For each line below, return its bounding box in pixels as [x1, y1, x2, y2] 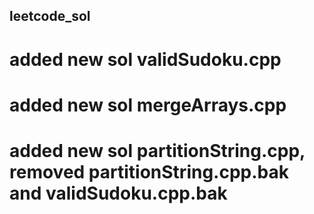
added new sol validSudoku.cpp [9, 48, 282, 71]
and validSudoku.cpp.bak [9, 182, 228, 204]
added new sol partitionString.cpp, [9, 139, 306, 162]
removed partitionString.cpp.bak [9, 160, 290, 183]
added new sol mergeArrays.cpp [9, 94, 287, 116]
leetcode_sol [9, 8, 91, 25]
